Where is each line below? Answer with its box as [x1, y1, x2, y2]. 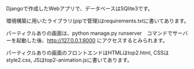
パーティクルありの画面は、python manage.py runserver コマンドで [6, 30, 173, 37]
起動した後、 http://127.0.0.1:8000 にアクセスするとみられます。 [16, 37, 168, 43]
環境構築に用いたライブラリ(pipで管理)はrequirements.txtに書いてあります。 [6, 17, 189, 24]
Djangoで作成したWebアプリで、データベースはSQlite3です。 [6, 5, 153, 12]
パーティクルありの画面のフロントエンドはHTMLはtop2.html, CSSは [6, 49, 169, 56]
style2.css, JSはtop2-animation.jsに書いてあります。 [6, 57, 133, 63]
